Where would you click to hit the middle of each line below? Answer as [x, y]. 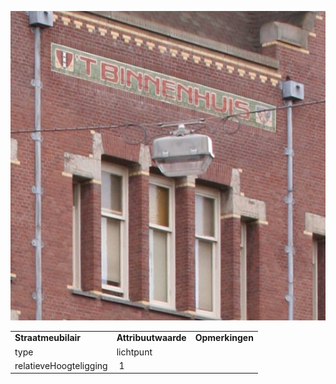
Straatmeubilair [48, 338]
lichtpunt [134, 352]
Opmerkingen [224, 338]
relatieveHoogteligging [61, 365]
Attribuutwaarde [151, 338]
